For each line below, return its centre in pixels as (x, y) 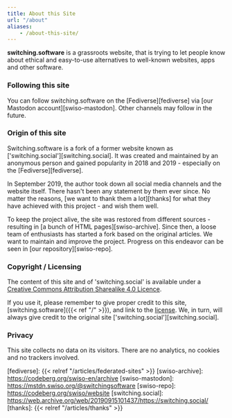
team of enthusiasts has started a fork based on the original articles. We (110, 234)
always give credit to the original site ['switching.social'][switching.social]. (113, 317)
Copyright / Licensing (44, 266)
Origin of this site (37, 133)
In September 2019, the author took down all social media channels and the (115, 184)
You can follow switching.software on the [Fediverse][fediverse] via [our (110, 101)
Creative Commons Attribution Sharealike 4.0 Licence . (84, 289)
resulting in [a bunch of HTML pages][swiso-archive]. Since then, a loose (112, 227)
